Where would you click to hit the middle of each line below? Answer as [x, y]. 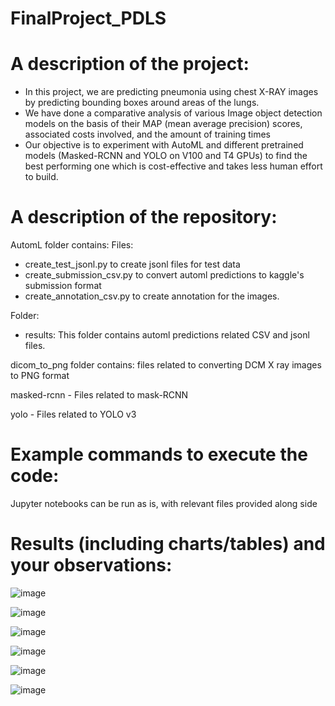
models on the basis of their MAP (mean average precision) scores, [163, 124]
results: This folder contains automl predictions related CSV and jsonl [167, 335]
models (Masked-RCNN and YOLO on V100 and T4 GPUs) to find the [166, 156]
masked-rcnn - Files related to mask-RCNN [99, 395]
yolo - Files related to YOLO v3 [73, 414]
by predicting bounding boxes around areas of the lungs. [142, 103]
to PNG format [40, 376]
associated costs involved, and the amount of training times [148, 134]
